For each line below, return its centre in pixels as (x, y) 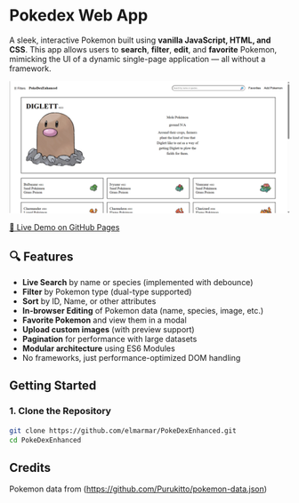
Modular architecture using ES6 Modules (98, 348)
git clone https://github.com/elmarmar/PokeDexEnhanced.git (123, 431)
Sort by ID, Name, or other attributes (89, 301)
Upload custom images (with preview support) (108, 329)
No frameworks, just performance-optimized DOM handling (131, 357)
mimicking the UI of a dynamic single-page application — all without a (137, 59)
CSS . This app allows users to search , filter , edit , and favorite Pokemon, (143, 49)
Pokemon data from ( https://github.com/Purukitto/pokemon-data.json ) (138, 489)
